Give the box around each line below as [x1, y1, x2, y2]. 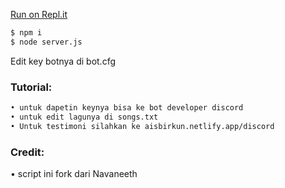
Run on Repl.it [10, 9, 68, 20]
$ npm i [10, 28, 43, 38]
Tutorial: [10, 80, 53, 94]
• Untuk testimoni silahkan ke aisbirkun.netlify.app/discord [10, 121, 275, 131]
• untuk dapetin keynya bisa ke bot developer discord [10, 103, 244, 113]
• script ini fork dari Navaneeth [10, 167, 138, 179]
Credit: [10, 145, 45, 159]
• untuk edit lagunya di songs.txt [10, 112, 159, 122]
